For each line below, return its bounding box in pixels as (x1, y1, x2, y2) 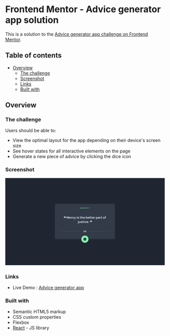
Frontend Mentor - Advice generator (5, 4, 161, 15)
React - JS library (12, 325, 50, 331)
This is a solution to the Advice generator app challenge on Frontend (5, 31, 148, 37)
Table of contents (5, 51, 62, 60)
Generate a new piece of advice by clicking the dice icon (12, 154, 132, 160)
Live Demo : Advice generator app (12, 285, 84, 291)
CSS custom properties (12, 314, 62, 320)
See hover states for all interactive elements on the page (12, 148, 131, 154)
